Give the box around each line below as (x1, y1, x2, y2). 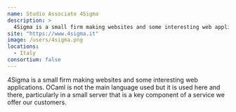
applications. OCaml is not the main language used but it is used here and (7, 82, 221, 92)
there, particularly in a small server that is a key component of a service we (7, 90, 225, 99)
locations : (7, 43, 39, 50)
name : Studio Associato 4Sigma (7, 10, 99, 18)
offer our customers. (7, 98, 67, 106)
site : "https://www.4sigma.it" (7, 30, 99, 37)
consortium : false (7, 56, 61, 63)
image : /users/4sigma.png (7, 37, 83, 44)
